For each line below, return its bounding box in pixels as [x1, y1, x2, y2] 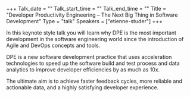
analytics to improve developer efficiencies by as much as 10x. [6, 66, 160, 73]
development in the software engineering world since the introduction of [6, 36, 184, 42]
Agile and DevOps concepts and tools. [6, 42, 101, 49]
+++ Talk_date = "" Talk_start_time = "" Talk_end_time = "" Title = [6, 5, 167, 12]
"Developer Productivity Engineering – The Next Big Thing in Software [6, 11, 178, 18]
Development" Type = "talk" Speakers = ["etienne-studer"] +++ [6, 18, 163, 24]
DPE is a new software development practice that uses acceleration [6, 54, 172, 60]
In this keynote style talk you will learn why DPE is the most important [6, 29, 177, 36]
